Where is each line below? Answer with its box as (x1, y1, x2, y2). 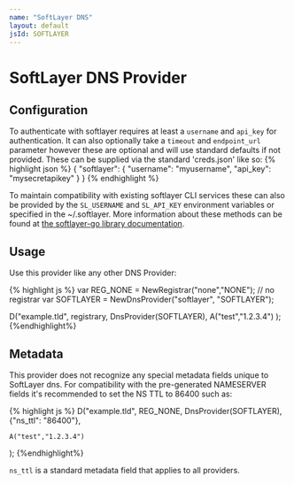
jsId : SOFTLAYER (9, 29, 69, 38)
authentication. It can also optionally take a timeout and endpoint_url (9, 135, 261, 146)
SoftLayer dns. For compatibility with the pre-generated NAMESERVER (9, 380, 267, 389)
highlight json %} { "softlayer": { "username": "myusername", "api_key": (9, 164, 272, 174)
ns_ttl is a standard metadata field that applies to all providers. (9, 465, 241, 475)
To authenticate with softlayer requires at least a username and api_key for (9, 126, 277, 137)
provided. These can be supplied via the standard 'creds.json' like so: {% (9, 154, 276, 165)
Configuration (9, 103, 89, 118)
